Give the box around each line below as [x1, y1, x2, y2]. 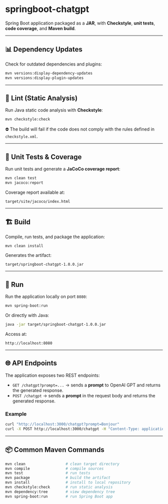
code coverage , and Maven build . [5, 25, 76, 31]
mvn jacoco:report [5, 180, 43, 185]
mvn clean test [5, 176, 37, 181]
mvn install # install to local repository [5, 480, 131, 485]
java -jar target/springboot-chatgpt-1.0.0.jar [5, 322, 106, 327]
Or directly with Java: [5, 312, 49, 318]
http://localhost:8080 [5, 341, 52, 346]
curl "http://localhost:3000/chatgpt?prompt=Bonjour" [5, 422, 120, 427]
